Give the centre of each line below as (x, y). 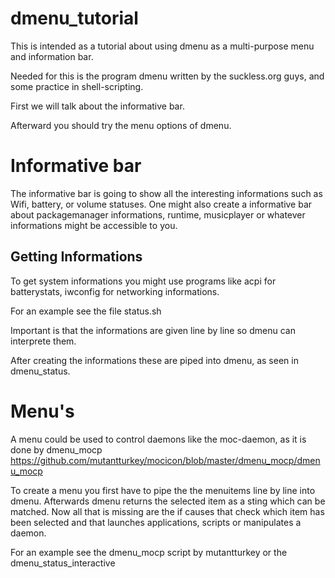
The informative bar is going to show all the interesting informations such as (166, 193)
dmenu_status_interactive (63, 563)
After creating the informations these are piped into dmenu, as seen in (154, 360)
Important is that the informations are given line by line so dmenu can (153, 330)
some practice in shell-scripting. (77, 86)
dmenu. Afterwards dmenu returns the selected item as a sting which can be (168, 501)
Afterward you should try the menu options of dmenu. (121, 125)
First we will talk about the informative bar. (97, 106)
